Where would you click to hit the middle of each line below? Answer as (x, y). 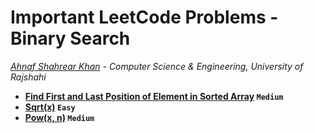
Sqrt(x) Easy (50, 107)
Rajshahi (28, 77)
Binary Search (70, 38)
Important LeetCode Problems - (144, 17)
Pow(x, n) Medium (59, 117)
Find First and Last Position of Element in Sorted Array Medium (154, 96)
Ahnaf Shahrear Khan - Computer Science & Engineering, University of (157, 66)
